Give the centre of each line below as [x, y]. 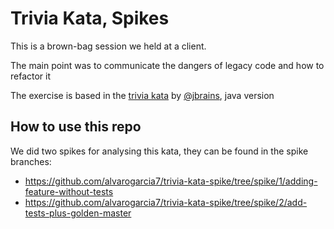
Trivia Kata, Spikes [90, 18]
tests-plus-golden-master [78, 213]
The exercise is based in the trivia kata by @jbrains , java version [142, 95]
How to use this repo [76, 127]
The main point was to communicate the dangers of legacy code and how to [167, 65]
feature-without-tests [69, 191]
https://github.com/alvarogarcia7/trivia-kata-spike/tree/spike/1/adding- [171, 181]
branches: [31, 161]
